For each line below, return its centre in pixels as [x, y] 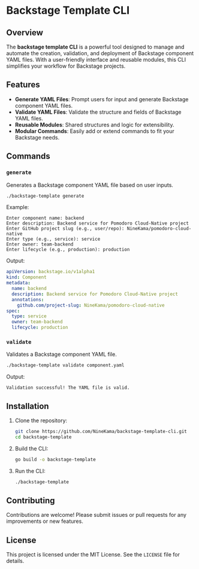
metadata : [19, 283]
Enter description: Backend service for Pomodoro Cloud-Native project [97, 223]
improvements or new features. [45, 521]
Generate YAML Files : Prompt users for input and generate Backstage [102, 99]
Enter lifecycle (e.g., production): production [68, 250]
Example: [18, 207]
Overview [25, 33]
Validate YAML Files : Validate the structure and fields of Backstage [98, 112]
